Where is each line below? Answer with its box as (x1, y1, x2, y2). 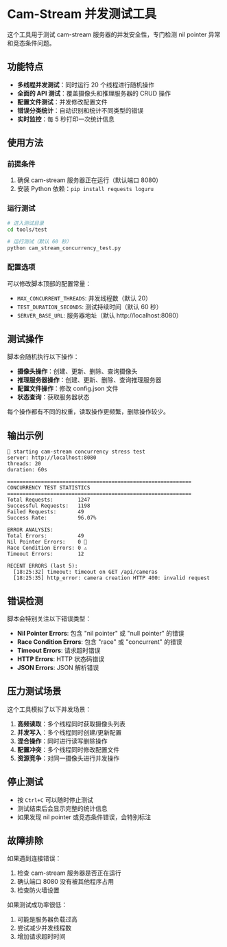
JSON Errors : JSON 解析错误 (16, 663, 99, 671)
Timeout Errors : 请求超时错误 (16, 646, 101, 654)
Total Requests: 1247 (7, 496, 91, 504)
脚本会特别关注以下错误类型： (7, 614, 91, 623)
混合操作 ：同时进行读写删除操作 (16, 737, 108, 745)
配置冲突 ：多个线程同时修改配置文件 (16, 745, 120, 753)
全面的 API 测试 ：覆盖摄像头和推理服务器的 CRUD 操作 (16, 89, 171, 97)
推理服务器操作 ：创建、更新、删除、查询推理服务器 (16, 376, 162, 384)
